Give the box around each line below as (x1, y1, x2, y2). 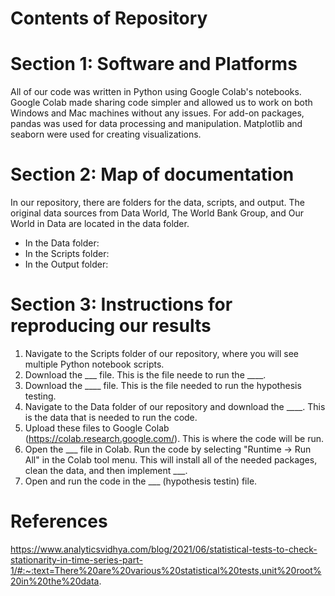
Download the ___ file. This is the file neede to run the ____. (24, 369, 267, 381)
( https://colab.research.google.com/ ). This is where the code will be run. (24, 433, 325, 444)
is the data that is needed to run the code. (24, 412, 198, 423)
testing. (24, 390, 57, 402)
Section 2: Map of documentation (10, 163, 295, 186)
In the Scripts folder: (24, 248, 110, 260)
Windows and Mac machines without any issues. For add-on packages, (10, 107, 305, 119)
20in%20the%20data (10, 575, 100, 587)
